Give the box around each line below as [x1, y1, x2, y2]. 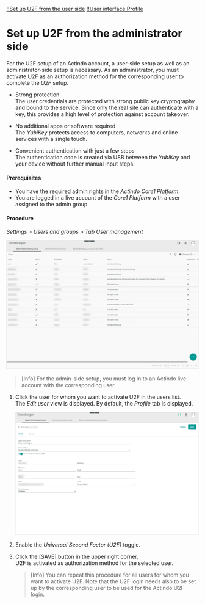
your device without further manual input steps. [15, 160, 135, 167]
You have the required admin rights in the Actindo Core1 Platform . [15, 187, 180, 195]
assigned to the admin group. [15, 201, 90, 208]
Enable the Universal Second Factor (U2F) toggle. [15, 540, 141, 548]
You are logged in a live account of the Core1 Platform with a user [15, 194, 180, 202]
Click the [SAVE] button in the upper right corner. [15, 553, 139, 560]
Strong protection [15, 91, 60, 98]
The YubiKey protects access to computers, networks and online [15, 128, 178, 136]
